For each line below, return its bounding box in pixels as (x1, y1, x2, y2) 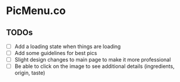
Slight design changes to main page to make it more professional (14, 56, 171, 63)
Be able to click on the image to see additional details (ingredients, (14, 63, 175, 70)
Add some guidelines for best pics (14, 50, 98, 57)
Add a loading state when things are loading (14, 43, 121, 50)
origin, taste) (14, 69, 46, 77)
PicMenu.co (6, 4, 66, 18)
